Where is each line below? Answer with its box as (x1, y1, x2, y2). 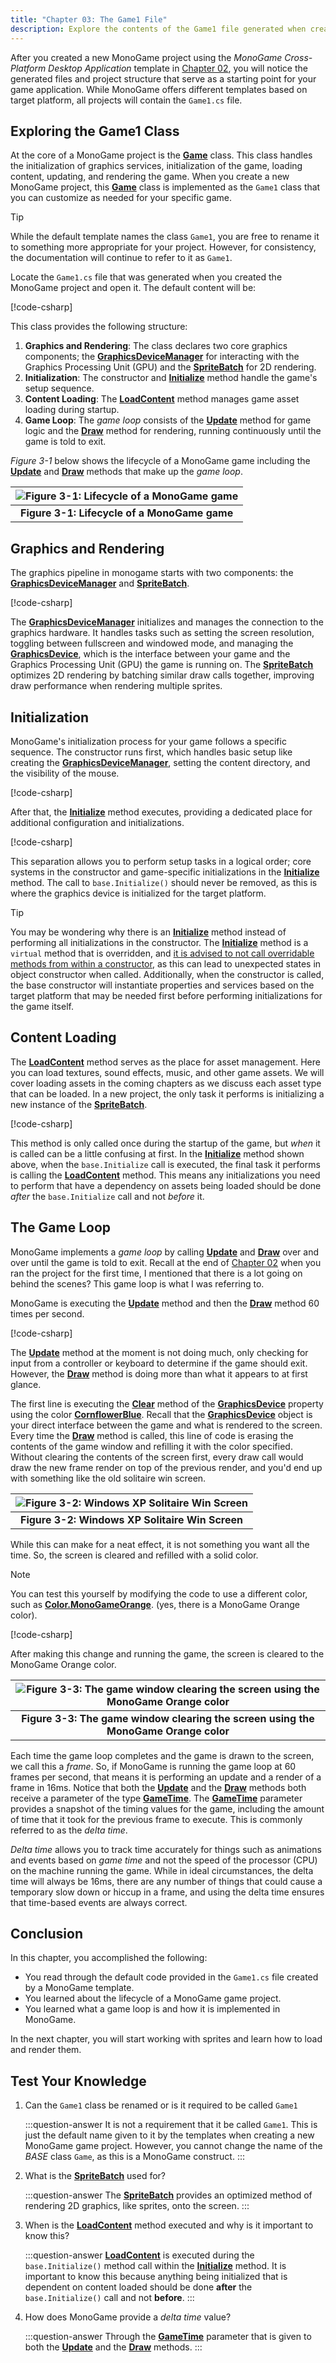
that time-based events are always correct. (10, 1896, 188, 1908)
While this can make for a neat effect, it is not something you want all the (10, 1538, 310, 1550)
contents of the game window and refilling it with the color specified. (10, 1440, 293, 1452)
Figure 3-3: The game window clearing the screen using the (21, 1711, 315, 1725)
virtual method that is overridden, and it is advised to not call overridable (10, 947, 315, 959)
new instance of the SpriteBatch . (10, 1098, 148, 1110)
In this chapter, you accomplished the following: (10, 1952, 208, 1964)
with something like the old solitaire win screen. (10, 1472, 207, 1484)
